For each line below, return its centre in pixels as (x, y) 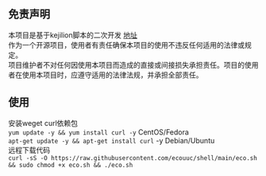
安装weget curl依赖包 (43, 123)
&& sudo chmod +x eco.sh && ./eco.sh (71, 165)
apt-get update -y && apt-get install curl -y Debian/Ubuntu (112, 140)
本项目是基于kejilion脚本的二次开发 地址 (73, 35)
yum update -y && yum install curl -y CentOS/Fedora (98, 132)
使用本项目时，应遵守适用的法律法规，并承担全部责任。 (112, 75)
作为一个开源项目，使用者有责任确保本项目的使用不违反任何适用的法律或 (126, 45)
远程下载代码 (29, 150)
